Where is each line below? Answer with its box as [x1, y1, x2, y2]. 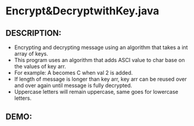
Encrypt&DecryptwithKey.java [5, 4, 159, 18]
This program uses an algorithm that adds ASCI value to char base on [14, 57, 185, 63]
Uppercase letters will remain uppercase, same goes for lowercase [14, 88, 179, 95]
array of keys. [14, 50, 48, 57]
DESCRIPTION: [5, 28, 62, 38]
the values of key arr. [14, 63, 66, 70]
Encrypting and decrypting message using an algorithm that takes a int [14, 44, 188, 51]
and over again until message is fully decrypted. [14, 82, 132, 89]
